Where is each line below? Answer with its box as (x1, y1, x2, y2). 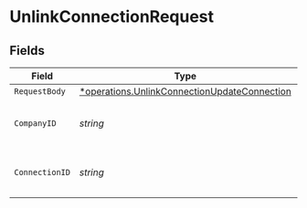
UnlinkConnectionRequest (9, 6, 215, 27)
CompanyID (14, 119, 57, 129)
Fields (9, 43, 46, 58)
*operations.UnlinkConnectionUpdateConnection (79, 85, 292, 98)
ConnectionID (14, 167, 71, 177)
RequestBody (14, 87, 67, 97)
